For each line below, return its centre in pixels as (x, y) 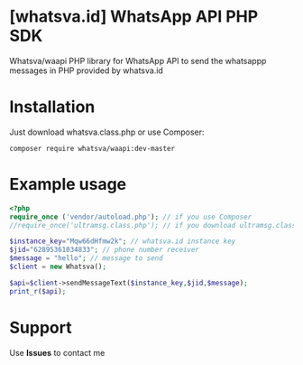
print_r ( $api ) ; (38, 291)
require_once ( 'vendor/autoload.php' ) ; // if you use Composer (131, 217)
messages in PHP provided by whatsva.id (87, 70)
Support (41, 328)
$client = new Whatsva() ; (58, 267)
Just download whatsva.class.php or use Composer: (107, 132)
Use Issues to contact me (57, 352)
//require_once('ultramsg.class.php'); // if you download (123, 225)
